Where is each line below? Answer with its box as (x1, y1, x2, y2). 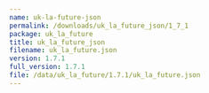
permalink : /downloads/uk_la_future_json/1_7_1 (9, 21, 189, 30)
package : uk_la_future (9, 29, 93, 38)
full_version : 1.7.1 (9, 63, 86, 72)
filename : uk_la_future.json (9, 46, 117, 55)
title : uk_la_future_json (9, 37, 105, 47)
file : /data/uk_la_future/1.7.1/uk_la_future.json (9, 71, 201, 80)
